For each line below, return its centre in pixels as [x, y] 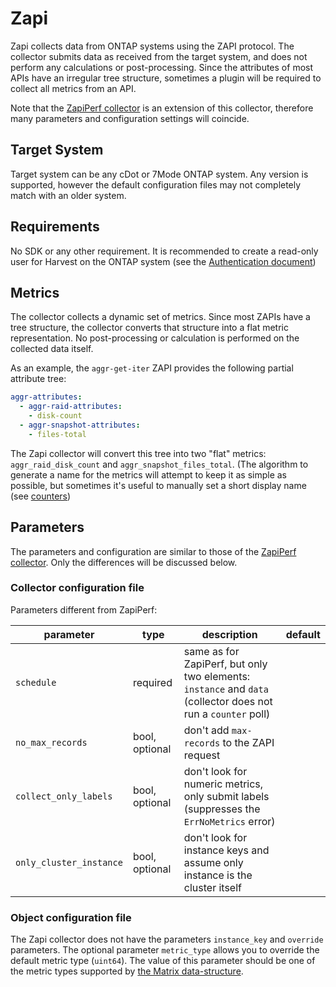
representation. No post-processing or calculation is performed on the [155, 338]
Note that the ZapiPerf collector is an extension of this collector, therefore [162, 108]
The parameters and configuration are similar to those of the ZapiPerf [153, 551]
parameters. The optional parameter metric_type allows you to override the [165, 950]
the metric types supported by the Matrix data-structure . [127, 971]
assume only [213, 862]
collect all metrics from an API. [73, 88]
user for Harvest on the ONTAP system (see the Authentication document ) [163, 261]
